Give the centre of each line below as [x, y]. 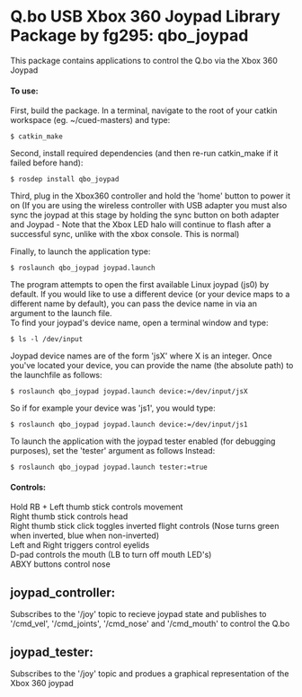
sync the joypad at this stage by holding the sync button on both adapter [145, 215]
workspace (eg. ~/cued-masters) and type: [90, 120]
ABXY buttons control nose [60, 564]
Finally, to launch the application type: [80, 251]
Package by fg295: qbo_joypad [129, 35]
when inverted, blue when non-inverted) [85, 535]
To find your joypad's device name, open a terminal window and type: [139, 323]
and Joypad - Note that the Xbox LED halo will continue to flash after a [141, 225]
